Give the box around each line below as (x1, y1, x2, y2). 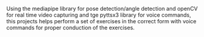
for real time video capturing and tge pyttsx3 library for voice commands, (6, 11, 192, 18)
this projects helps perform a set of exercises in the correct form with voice (6, 18, 197, 24)
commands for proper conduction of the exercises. (6, 24, 135, 31)
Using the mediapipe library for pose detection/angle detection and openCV (6, 5, 198, 12)
